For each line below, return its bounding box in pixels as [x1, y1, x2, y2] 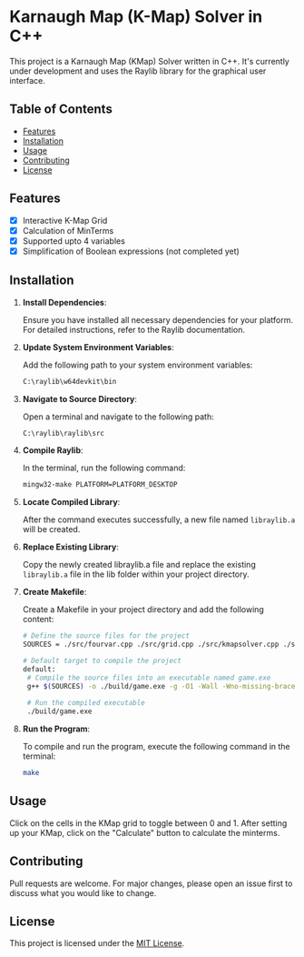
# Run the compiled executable [26, 699, 145, 708]
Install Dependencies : [22, 297, 107, 307]
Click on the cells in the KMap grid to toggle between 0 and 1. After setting [9, 817, 288, 829]
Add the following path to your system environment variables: [22, 359, 253, 370]
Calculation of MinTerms [22, 225, 114, 236]
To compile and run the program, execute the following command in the [22, 741, 290, 752]
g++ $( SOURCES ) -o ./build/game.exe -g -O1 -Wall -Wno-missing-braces [26, 681, 299, 690]
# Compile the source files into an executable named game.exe [26, 673, 271, 682]
